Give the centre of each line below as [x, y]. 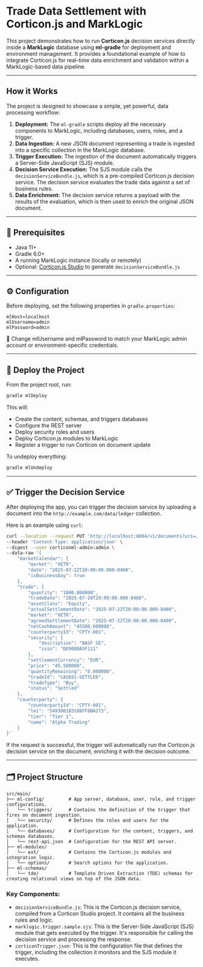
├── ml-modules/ [27, 847]
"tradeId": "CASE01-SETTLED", [66, 677]
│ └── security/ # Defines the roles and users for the [88, 821]
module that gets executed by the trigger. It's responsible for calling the [104, 933]
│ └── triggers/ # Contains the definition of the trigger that [98, 810]
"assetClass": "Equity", [59, 604]
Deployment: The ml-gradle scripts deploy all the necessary [90, 124]
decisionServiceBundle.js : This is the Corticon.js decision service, [98, 907]
